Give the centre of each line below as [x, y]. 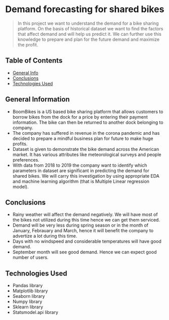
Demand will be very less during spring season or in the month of [80, 225]
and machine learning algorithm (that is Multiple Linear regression [81, 181]
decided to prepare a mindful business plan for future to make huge [83, 138]
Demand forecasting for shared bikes [85, 9]
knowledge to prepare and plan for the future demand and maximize [89, 39]
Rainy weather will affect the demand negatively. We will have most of [85, 215]
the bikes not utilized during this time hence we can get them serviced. [86, 220]
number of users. [31, 257]
